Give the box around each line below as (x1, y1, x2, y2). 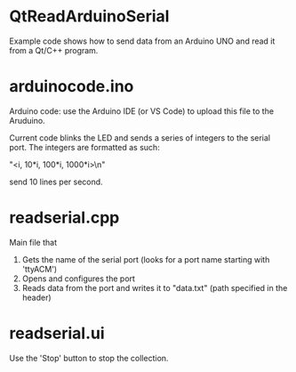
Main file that (9, 237, 58, 247)
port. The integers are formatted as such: (9, 142, 160, 152)
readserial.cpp (9, 207, 120, 228)
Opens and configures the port (21, 273, 136, 284)
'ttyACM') (21, 263, 58, 274)
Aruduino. (9, 115, 46, 125)
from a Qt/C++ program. (9, 44, 99, 55)
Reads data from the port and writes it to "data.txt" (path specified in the (21, 282, 288, 293)
